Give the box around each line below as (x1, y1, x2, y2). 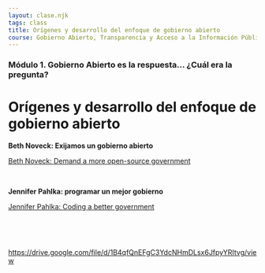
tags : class (8, 19, 47, 27)
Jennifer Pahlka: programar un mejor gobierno (8, 186, 164, 197)
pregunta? (8, 69, 49, 80)
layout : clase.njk (8, 11, 69, 20)
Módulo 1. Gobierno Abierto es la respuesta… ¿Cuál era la (8, 60, 233, 71)
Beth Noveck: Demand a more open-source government (8, 157, 191, 166)
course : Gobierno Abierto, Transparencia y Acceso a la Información (8, 33, 238, 42)
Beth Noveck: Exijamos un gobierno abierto (8, 141, 154, 150)
